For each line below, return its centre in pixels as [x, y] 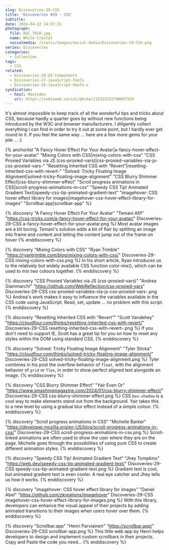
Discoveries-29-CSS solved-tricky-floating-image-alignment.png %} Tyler [82, 359]
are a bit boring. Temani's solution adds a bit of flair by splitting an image [81, 229]
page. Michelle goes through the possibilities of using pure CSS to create [81, 443]
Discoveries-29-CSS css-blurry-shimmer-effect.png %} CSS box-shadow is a [84, 396]
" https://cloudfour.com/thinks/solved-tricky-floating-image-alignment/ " [79, 354]
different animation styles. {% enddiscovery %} [54, 449]
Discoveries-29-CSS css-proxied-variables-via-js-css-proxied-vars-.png [81, 292]
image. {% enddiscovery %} [34, 376]
